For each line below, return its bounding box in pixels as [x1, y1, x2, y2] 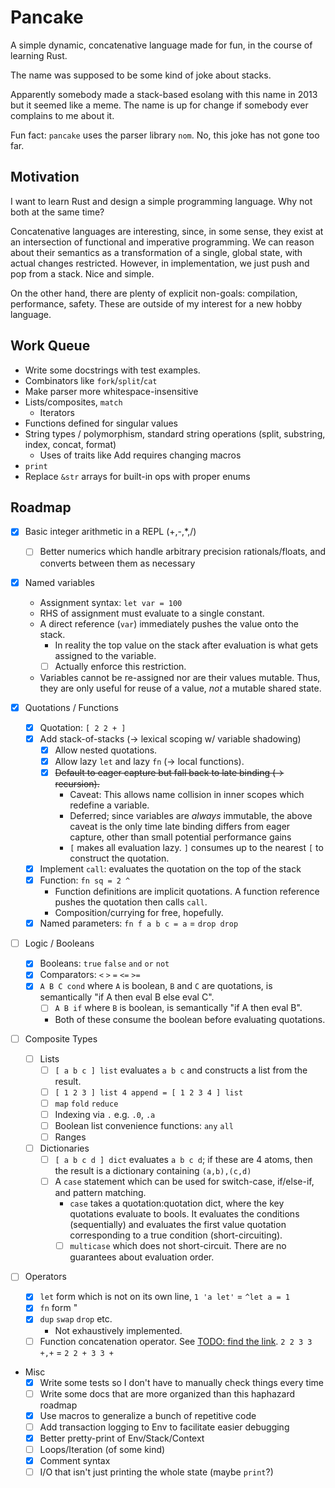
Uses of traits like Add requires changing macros [39, 449, 242, 461]
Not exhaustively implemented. [54, 1324, 183, 1336]
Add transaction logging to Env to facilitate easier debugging [39, 1421, 290, 1433]
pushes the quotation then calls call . [54, 896, 208, 908]
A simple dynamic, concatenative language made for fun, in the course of [10, 39, 313, 51]
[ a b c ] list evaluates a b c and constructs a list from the [54, 1064, 308, 1076]
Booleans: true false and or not [39, 957, 170, 970]
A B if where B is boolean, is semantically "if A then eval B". [54, 1002, 303, 1014]
